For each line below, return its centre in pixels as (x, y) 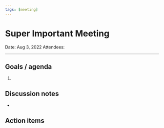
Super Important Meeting (57, 33)
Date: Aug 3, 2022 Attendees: (35, 47)
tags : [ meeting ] (21, 9)
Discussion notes (32, 93)
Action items (25, 120)
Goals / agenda (29, 67)
